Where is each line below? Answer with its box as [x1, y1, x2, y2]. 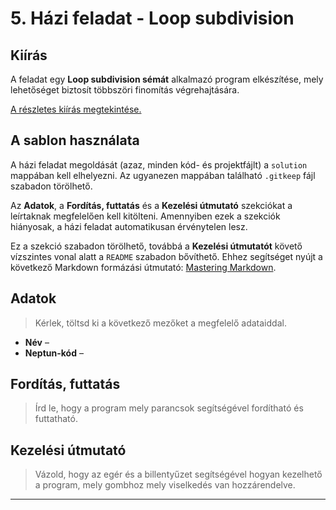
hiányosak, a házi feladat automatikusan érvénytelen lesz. [10, 220, 248, 232]
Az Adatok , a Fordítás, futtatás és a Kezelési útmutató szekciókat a [10, 199, 293, 211]
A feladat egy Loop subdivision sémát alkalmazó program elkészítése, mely [10, 73, 324, 85]
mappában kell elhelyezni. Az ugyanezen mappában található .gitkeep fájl [10, 169, 316, 181]
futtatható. [34, 413, 78, 425]
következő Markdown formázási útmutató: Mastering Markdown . [10, 261, 277, 273]
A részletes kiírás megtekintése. [10, 103, 142, 115]
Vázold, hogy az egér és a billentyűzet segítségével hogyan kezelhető [34, 468, 323, 481]
